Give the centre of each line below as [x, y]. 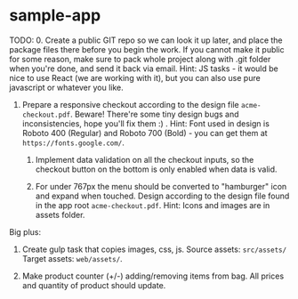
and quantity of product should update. [94, 285]
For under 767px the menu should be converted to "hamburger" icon [161, 186]
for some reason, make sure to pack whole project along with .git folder [140, 59]
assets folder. [60, 214]
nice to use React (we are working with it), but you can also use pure [135, 77]
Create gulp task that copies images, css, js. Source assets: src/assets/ [154, 249]
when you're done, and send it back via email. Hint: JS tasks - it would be [144, 69]
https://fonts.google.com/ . [73, 142]
